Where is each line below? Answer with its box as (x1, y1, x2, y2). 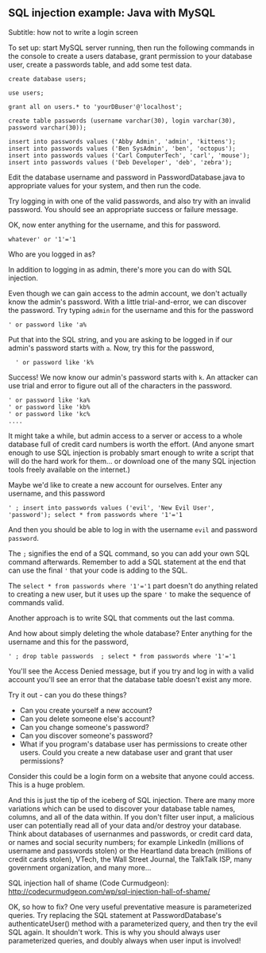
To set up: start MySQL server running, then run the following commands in (8, 43, 255, 52)
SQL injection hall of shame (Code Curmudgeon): (8, 878, 169, 888)
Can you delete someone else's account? (19, 714, 156, 723)
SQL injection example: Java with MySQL (8, 6, 216, 20)
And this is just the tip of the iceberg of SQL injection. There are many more (8, 795, 256, 804)
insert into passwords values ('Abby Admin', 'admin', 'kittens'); (8, 137, 237, 145)
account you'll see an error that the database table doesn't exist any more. (8, 674, 253, 684)
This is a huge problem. (8, 780, 86, 789)
